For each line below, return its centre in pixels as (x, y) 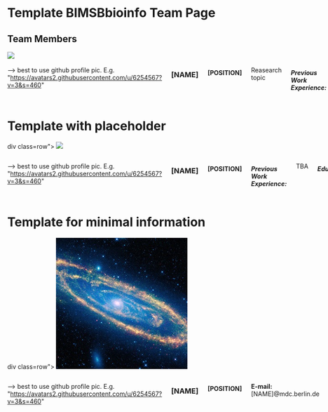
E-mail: (262, 386)
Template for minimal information (107, 222)
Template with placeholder (87, 126)
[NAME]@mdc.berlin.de (286, 394)
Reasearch (267, 70)
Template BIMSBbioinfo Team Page (111, 13)
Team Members (42, 39)
